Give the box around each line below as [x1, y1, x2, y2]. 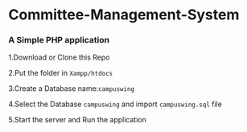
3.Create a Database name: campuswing [8, 84, 135, 93]
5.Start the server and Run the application [8, 115, 146, 125]
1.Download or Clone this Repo [8, 52, 110, 62]
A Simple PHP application [8, 35, 110, 46]
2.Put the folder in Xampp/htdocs [8, 68, 113, 78]
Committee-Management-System [8, 6, 240, 24]
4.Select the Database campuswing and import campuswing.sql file [8, 99, 223, 109]
